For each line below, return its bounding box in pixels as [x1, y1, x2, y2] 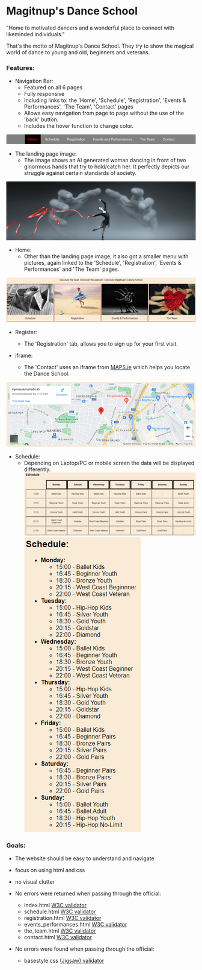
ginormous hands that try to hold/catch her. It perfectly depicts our [23, 163, 190, 170]
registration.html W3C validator [23, 914, 102, 921]
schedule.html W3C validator [23, 908, 96, 915]
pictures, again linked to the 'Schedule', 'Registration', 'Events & [23, 259, 182, 266]
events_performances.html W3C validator [23, 921, 127, 928]
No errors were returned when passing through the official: [14, 890, 161, 897]
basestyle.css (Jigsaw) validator [23, 957, 105, 964]
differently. [23, 466, 51, 473]
